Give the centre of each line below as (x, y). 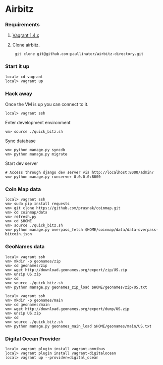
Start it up (17, 66)
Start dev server (22, 163)
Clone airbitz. (26, 45)
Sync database (21, 141)
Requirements (23, 25)
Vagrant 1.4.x (26, 35)
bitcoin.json (19, 234)
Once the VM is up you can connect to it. (47, 104)
